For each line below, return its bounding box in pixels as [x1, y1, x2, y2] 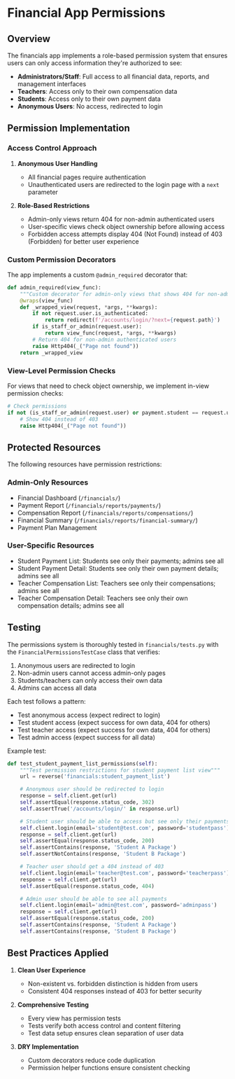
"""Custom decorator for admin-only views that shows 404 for [20, 291, 205, 298]
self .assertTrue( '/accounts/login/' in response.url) [20, 805, 180, 812]
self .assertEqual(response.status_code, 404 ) [20, 882, 155, 890]
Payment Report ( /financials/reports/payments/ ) [17, 501, 162, 509]
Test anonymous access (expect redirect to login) [17, 711, 161, 719]
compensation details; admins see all [17, 601, 124, 610]
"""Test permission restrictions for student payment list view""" [20, 767, 220, 774]
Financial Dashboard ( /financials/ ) [17, 494, 121, 502]
